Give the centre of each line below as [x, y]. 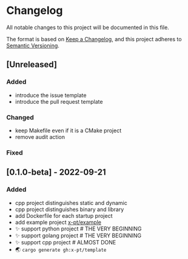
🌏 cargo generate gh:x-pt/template [61, 249]
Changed [20, 117]
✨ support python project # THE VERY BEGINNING [78, 229]
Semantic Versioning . [33, 45]
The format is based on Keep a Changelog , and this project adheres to [94, 39]
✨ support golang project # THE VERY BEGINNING [78, 235]
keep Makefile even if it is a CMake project [68, 130]
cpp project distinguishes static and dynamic [71, 203]
